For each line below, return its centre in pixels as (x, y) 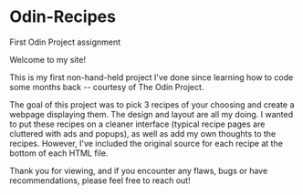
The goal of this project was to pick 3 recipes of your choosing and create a (152, 104)
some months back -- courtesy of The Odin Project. (107, 87)
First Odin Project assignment (65, 42)
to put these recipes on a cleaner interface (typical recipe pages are (137, 124)
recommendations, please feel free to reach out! (100, 180)
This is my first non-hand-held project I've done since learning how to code (151, 77)
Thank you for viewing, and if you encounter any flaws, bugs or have (139, 170)
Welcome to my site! (48, 59)
